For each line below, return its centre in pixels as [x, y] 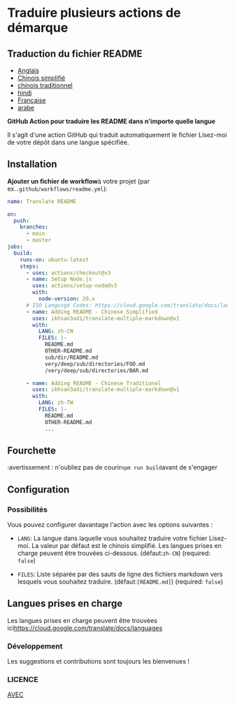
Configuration [38, 490]
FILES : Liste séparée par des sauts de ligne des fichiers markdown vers [120, 574]
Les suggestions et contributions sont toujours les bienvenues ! [99, 662]
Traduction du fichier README [75, 54]
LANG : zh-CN [56, 331]
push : [22, 221]
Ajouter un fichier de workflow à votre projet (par [79, 181]
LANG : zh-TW [56, 403]
